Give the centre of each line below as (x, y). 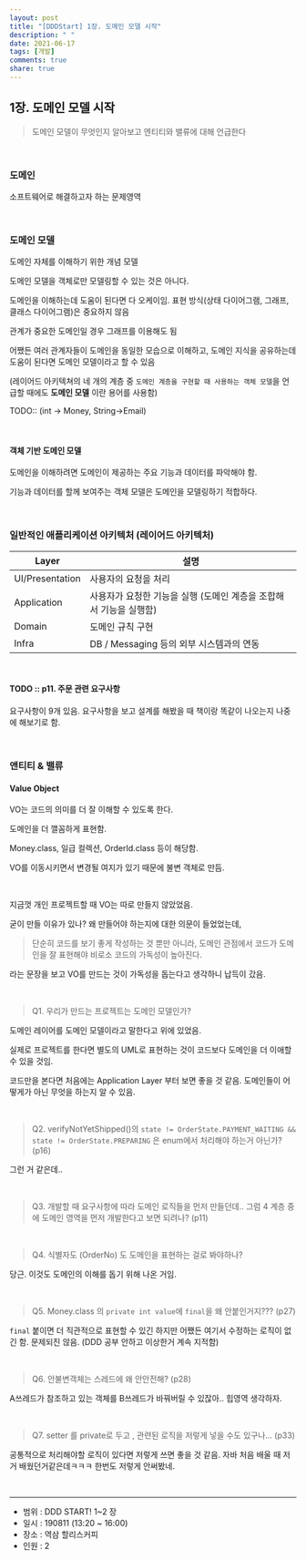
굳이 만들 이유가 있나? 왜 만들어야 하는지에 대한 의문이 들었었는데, (126, 924)
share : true (32, 69)
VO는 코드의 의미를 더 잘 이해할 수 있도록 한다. (92, 810)
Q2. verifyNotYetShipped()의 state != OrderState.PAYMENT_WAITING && (163, 1129)
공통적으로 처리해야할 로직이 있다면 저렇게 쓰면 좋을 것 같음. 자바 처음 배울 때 (145, 1455)
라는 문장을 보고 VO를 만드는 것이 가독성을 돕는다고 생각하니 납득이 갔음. (138, 974)
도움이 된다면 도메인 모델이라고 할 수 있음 (82, 362)
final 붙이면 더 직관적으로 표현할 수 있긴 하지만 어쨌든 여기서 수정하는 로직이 (146, 1330)
